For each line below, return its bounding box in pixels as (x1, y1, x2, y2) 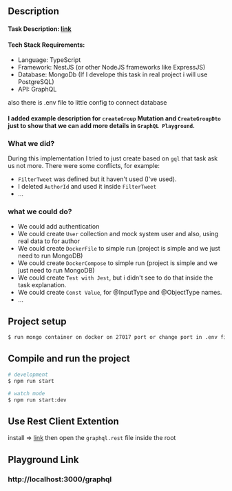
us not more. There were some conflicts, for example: (8, 162, 160, 170)
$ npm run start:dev (8, 396, 67, 404)
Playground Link (8, 454, 79, 466)
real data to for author (17, 237, 81, 245)
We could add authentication (17, 222, 100, 231)
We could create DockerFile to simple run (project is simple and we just (17, 244, 221, 253)
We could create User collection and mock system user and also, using (17, 230, 219, 238)
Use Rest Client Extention (8, 415, 119, 427)
